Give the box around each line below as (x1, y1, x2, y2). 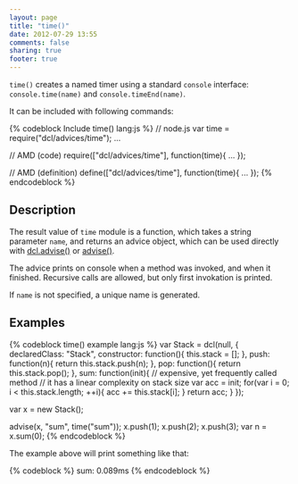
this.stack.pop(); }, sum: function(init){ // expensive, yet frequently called (9, 367, 277, 378)
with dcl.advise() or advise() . (9, 245, 115, 255)
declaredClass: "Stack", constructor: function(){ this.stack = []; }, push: (9, 348, 270, 359)
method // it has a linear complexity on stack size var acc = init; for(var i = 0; (9, 377, 290, 388)
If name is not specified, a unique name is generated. (9, 289, 201, 300)
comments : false (9, 38, 70, 47)
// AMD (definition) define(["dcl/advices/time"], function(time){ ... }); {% (9, 167, 273, 178)
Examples (9, 315, 65, 330)
